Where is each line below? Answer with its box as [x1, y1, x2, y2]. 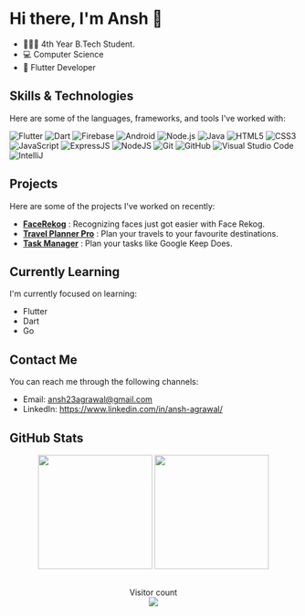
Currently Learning [9, 264, 121, 280]
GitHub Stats [9, 430, 84, 446]
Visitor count [129, 587, 178, 598]
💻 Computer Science [22, 48, 104, 59]
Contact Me [9, 352, 78, 367]
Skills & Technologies [9, 89, 134, 104]
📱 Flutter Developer [22, 61, 96, 72]
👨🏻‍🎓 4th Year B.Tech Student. [22, 38, 135, 49]
